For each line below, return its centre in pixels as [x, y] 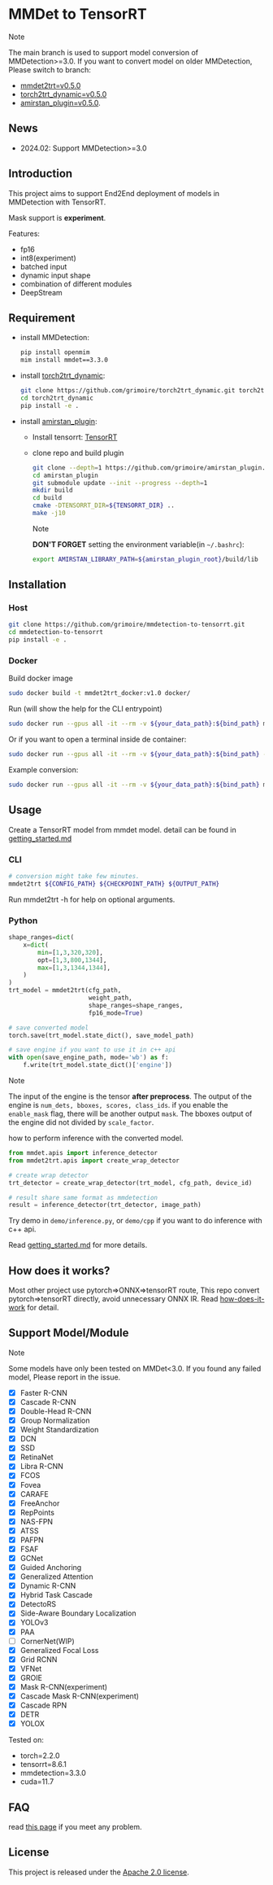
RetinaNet [37, 1457]
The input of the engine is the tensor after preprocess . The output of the [130, 1096]
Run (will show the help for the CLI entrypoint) [85, 709]
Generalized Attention [56, 1577]
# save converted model [49, 1028]
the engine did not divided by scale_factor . [81, 1122]
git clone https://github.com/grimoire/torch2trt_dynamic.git [128, 391]
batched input [43, 266]
